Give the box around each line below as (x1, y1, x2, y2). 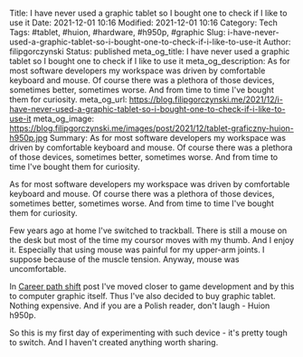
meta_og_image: (33, 113, 95, 124)
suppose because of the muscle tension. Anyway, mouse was (9, 254, 240, 265)
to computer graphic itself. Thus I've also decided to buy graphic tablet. (9, 291, 276, 301)
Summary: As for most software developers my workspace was (49, 133, 287, 143)
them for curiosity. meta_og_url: (9, 94, 128, 105)
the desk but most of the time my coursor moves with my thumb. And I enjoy (9, 235, 295, 245)
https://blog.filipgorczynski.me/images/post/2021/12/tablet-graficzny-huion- (9, 123, 294, 134)
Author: (262, 36, 291, 47)
